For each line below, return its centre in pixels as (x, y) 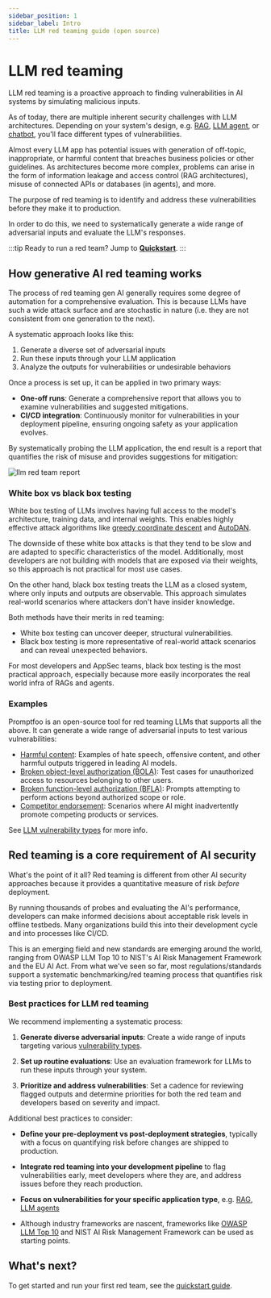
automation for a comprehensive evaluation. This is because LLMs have (127, 302)
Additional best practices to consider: (71, 1118)
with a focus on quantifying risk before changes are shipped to (124, 1142)
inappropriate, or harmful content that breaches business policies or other (131, 159)
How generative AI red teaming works (105, 274)
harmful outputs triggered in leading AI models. (98, 763)
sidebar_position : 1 (43, 16)
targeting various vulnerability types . (81, 1046)
